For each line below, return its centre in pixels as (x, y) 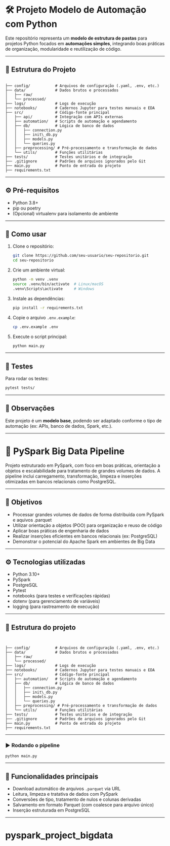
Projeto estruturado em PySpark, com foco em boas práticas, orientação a (83, 465)
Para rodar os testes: (27, 379)
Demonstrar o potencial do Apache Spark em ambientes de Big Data (84, 542)
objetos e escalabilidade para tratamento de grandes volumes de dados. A (83, 470)
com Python (31, 24)
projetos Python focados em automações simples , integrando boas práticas (85, 43)
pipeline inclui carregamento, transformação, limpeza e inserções (74, 476)
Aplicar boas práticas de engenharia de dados (61, 530)
